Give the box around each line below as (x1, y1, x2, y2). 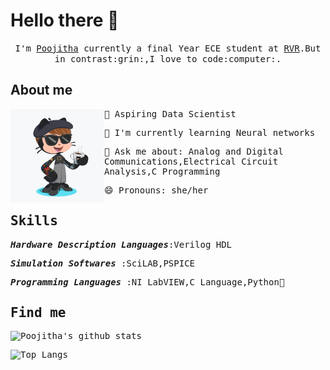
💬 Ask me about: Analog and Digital (104, 145, 284, 157)
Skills (10, 213, 58, 229)
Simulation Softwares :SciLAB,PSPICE (10, 257, 196, 269)
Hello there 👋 (10, 9, 120, 32)
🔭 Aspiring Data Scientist (104, 108, 237, 119)
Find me (10, 304, 67, 321)
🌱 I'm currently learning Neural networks (104, 127, 316, 138)
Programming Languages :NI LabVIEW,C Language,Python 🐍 (10, 276, 285, 288)
